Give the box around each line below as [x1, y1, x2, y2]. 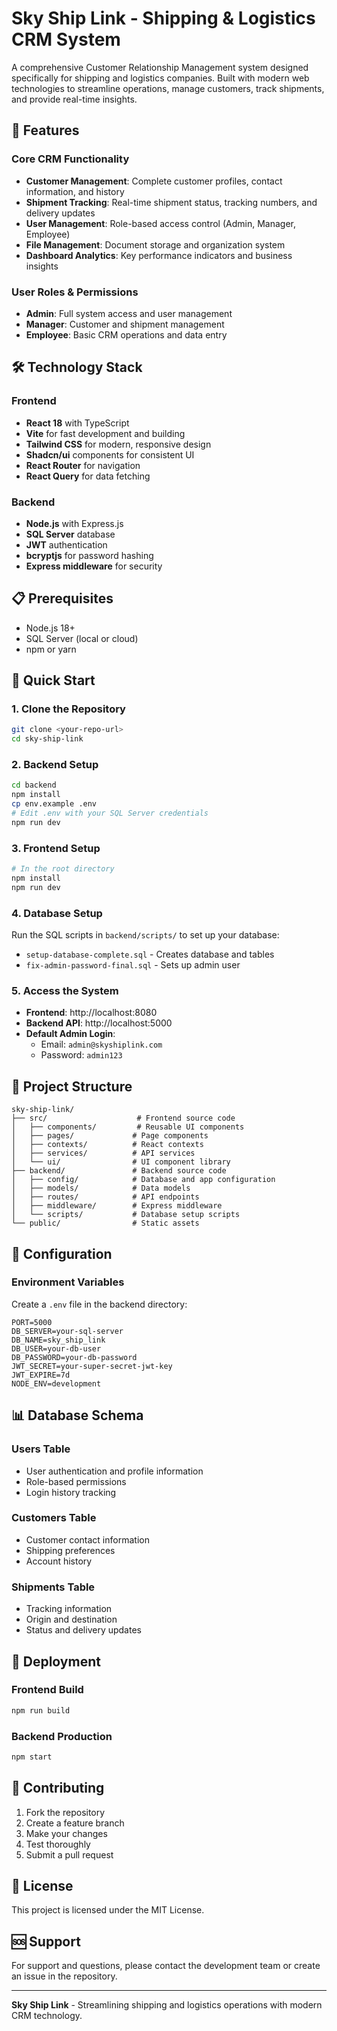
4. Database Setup [11, 906, 103, 920]
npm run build [11, 1705, 71, 1716]
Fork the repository [25, 1806, 106, 1818]
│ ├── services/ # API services [11, 1148, 196, 1159]
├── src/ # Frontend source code [11, 1113, 236, 1124]
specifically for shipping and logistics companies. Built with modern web [11, 72, 310, 84]
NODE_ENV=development [11, 1378, 102, 1389]
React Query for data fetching [25, 470, 151, 482]
